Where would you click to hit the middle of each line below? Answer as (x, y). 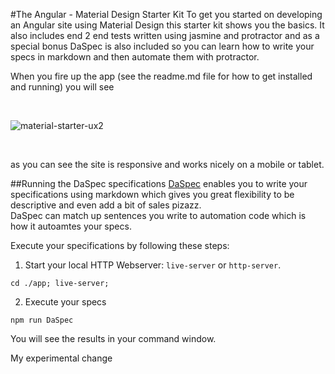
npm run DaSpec (42, 320)
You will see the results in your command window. (113, 338)
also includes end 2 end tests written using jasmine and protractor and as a (165, 35)
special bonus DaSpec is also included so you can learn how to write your (162, 46)
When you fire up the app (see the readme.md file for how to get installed (161, 76)
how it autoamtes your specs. (71, 226)
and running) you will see (62, 87)
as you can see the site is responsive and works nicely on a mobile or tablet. (167, 164)
